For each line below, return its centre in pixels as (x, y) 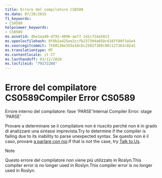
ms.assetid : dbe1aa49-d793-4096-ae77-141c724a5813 (57, 37)
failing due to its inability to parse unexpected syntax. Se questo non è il (77, 136)
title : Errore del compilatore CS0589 (44, 9)
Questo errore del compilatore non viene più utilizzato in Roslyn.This (73, 160)
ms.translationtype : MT (29, 50)
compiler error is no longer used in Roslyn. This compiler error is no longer (79, 165)
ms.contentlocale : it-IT (30, 55)
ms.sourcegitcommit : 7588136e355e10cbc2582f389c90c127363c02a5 (70, 46)
